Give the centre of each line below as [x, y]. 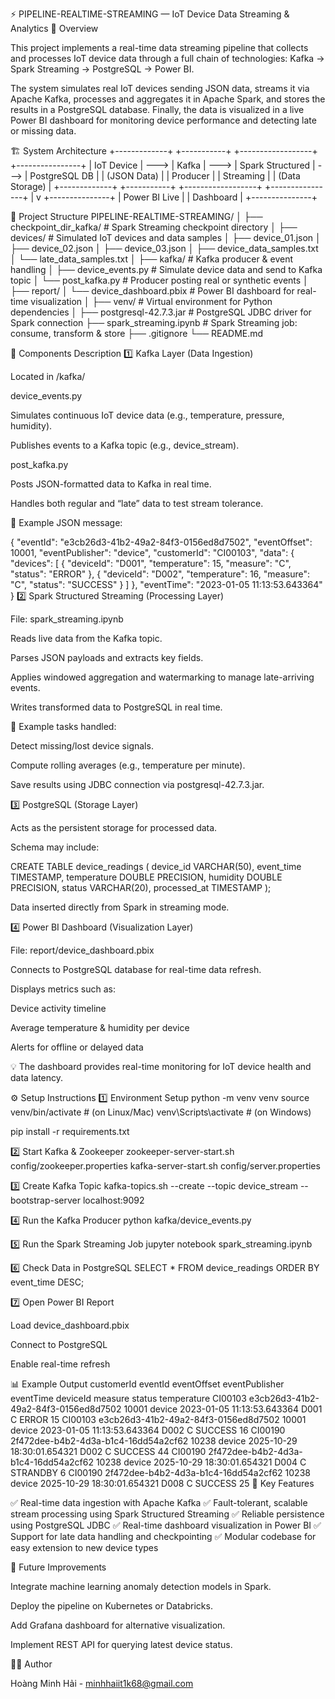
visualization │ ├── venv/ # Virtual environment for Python [151, 301]
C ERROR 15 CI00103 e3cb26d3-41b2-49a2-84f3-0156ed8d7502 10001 [158, 1419]
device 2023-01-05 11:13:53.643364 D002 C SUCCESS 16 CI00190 [148, 1430]
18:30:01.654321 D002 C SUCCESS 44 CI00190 [108, 1451]
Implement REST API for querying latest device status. [121, 1644]
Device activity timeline [58, 1008]
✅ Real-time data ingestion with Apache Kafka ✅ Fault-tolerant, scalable [159, 1502]
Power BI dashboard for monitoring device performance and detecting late [163, 120]
